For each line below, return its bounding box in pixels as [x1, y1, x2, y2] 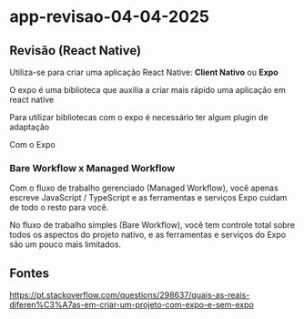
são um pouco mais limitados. [9, 239, 121, 250]
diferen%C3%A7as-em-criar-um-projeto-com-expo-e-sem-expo [9, 299, 255, 311]
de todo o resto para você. [9, 202, 109, 213]
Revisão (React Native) [9, 43, 142, 58]
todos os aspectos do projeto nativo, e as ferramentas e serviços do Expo [9, 230, 287, 241]
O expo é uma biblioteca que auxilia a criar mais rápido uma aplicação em [9, 85, 287, 95]
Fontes [9, 265, 50, 281]
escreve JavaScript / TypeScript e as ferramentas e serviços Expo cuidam [9, 192, 288, 203]
